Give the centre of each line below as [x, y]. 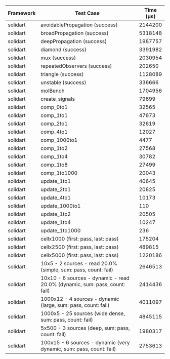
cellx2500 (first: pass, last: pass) [79, 247]
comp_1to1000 [59, 173]
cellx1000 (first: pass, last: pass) [79, 239]
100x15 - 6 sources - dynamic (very [85, 343]
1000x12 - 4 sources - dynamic [80, 299]
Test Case [88, 13]
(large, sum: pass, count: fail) [75, 305]
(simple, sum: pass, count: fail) [77, 270]
